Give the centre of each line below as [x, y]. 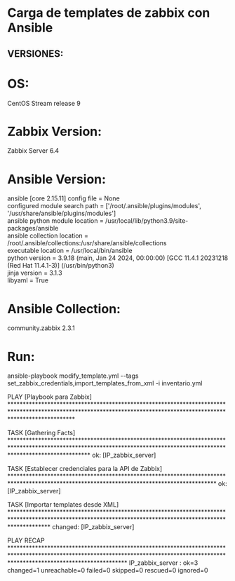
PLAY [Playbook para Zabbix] [50, 397]
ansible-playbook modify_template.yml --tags [73, 376]
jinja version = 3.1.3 [35, 273]
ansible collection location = [48, 235]
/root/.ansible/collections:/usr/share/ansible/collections [87, 243]
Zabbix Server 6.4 [33, 151]
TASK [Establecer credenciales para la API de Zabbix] [85, 469]
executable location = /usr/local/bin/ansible [70, 251]
